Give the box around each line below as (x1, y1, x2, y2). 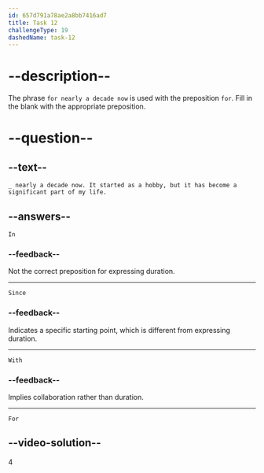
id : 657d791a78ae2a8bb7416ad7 (8, 11, 108, 20)
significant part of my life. (8, 188, 108, 197)
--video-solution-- (8, 436, 101, 449)
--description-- (8, 68, 112, 85)
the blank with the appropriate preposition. (8, 102, 146, 111)
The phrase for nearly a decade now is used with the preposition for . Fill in (8, 94, 253, 103)
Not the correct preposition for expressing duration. (8, 267, 175, 276)
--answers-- (8, 209, 71, 223)
